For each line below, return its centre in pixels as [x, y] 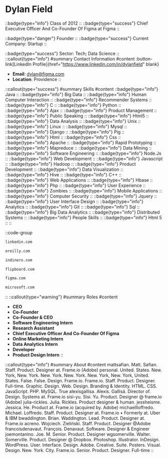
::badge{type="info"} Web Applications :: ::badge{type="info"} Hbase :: [79, 180]
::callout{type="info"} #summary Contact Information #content [70, 58]
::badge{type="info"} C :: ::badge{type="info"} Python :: [63, 105]
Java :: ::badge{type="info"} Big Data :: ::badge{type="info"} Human [76, 94]
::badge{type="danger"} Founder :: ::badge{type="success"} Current [77, 38]
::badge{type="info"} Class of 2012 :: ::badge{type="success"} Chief [76, 23]
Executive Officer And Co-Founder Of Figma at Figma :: [62, 28]
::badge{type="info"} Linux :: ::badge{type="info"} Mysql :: [66, 126]
